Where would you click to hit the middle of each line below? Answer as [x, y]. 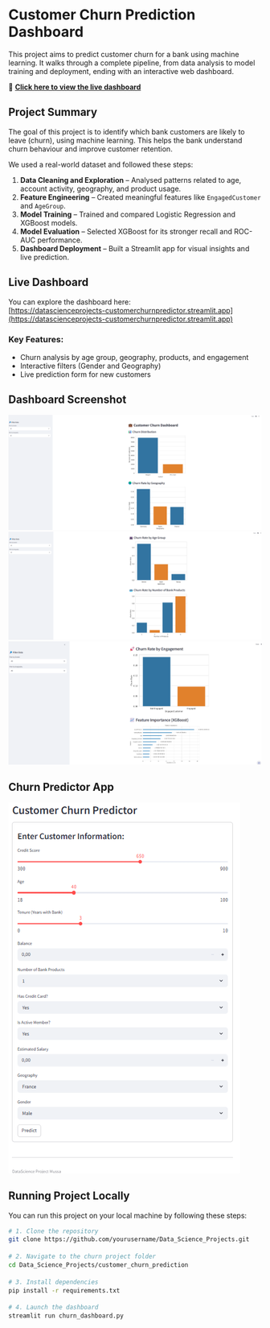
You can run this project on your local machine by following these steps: [128, 1215]
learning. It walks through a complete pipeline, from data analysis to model [132, 63]
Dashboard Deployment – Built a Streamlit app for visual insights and [135, 248]
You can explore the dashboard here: [70, 302]
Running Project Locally [69, 1196]
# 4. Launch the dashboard [53, 1307]
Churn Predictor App [61, 787]
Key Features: [36, 340]
